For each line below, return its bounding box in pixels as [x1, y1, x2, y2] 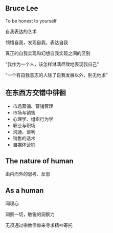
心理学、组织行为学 [12, 115, 54, 122]
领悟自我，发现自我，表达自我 [5, 39, 68, 45]
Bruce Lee [5, 4, 38, 13]
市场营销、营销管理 [12, 103, 54, 109]
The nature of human [5, 157, 74, 166]
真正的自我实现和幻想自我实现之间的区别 [5, 50, 91, 56]
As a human [5, 186, 44, 195]
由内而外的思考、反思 [5, 171, 50, 177]
